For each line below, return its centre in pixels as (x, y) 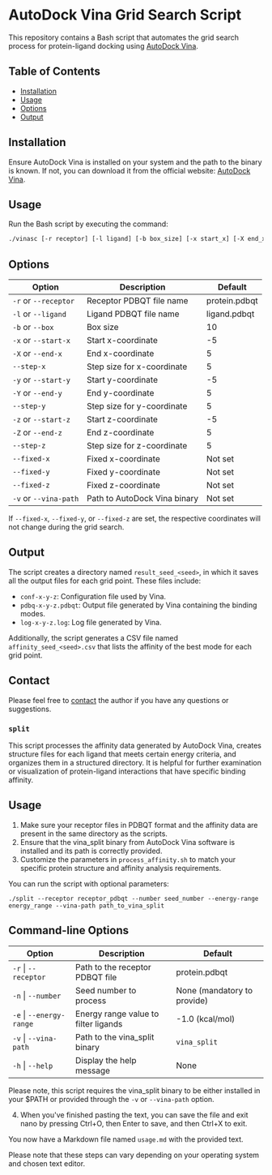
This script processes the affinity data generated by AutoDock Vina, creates (135, 745)
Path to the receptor (113, 967)
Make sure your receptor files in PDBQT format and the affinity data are (139, 825)
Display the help (106, 1060)
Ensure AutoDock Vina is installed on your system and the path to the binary (135, 162)
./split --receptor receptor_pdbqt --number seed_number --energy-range (134, 898)
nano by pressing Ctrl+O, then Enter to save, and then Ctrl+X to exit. (134, 1123)
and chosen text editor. (47, 1163)
